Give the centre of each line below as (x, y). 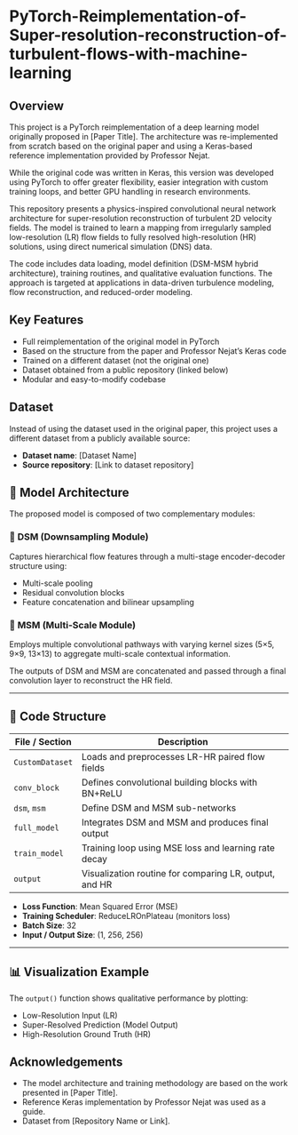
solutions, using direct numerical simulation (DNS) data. (111, 247)
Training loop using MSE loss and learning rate (178, 848)
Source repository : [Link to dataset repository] (108, 465)
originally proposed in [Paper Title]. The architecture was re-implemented (144, 136)
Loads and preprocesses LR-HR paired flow (173, 756)
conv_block (36, 787)
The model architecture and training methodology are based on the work (155, 1083)
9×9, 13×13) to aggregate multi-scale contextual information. (120, 654)
